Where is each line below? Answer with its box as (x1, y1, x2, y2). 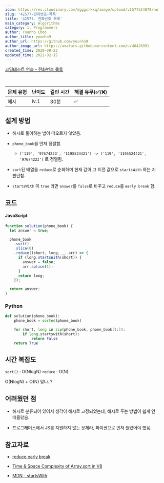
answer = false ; (22, 259, 56, 264)
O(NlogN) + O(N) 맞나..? (5, 379, 53, 385)
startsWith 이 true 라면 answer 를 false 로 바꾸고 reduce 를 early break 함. (12, 183, 156, 189)
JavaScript (5, 213, 28, 219)
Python (5, 302, 23, 309)
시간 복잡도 (5, 355, 37, 364)
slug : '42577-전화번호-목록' (5, 12, 59, 17)
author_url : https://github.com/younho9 (5, 39, 89, 44)
